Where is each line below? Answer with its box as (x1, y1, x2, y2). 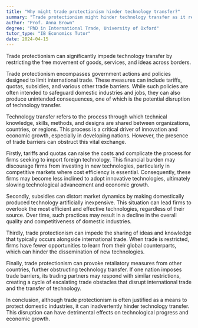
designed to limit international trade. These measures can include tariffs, (6, 76, 182, 83)
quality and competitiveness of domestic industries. (6, 218, 132, 225)
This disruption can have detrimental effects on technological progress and (6, 309, 189, 316)
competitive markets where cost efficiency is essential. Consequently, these (6, 169, 191, 175)
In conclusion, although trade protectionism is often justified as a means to (6, 297, 187, 303)
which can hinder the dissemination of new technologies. (6, 248, 145, 255)
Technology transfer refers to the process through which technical (6, 113, 167, 120)
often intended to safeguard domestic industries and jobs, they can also (6, 89, 181, 96)
